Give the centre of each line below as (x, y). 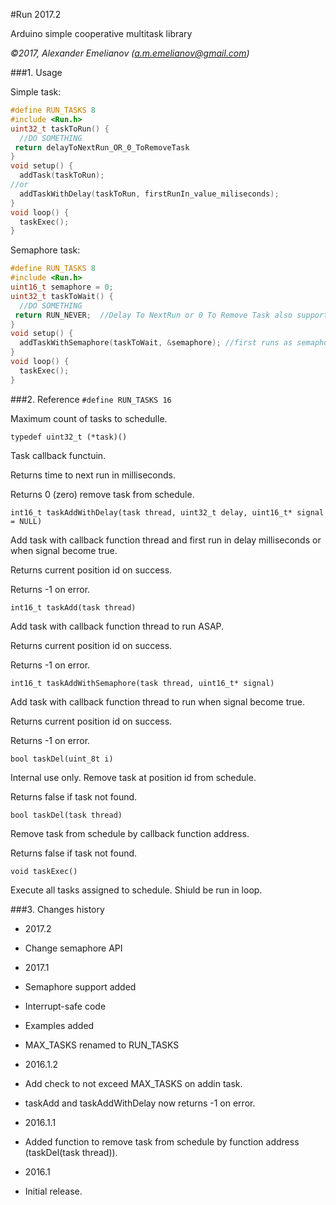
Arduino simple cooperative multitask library (101, 33)
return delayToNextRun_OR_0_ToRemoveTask (102, 147)
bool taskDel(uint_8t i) (62, 759)
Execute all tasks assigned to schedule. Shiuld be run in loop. (136, 890)
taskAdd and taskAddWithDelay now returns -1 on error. (140, 1103)
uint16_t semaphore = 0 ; (62, 287)
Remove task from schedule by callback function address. (130, 833)
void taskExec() (44, 871)
